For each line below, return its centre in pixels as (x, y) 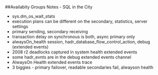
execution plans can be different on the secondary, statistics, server (80, 21)
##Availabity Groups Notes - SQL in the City (49, 7)
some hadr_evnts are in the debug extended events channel (72, 57)
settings (20, 26)
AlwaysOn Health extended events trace (52, 62)
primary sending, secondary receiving (50, 31)
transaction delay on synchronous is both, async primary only (73, 37)
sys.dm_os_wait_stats (34, 16)
